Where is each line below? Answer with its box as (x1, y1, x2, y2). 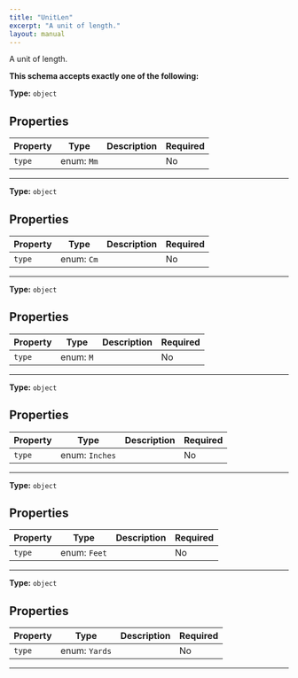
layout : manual (9, 29, 66, 38)
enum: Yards (60, 644, 113, 657)
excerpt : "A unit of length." (9, 21, 122, 30)
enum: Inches (60, 448, 117, 461)
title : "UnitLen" (9, 12, 74, 22)
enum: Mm (60, 155, 98, 168)
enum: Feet (60, 547, 108, 559)
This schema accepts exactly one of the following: (9, 71, 200, 82)
